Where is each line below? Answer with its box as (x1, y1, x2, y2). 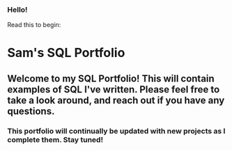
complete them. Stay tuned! (7, 134, 103, 144)
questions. (7, 105, 55, 117)
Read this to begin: (7, 21, 61, 29)
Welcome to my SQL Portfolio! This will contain (7, 72, 215, 84)
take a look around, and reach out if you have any (7, 94, 225, 106)
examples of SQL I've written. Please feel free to (7, 84, 220, 95)
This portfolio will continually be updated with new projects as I (7, 126, 226, 136)
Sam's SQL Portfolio (7, 45, 125, 61)
